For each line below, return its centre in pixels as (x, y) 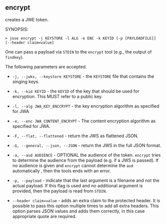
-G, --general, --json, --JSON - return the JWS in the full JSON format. (87, 145)
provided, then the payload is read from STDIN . (59, 191)
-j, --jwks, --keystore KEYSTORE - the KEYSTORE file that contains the (83, 76)
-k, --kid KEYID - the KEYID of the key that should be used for (76, 91)
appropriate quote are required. (44, 216)
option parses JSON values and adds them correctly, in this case (79, 211)
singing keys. (26, 81)
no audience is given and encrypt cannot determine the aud (73, 166)
